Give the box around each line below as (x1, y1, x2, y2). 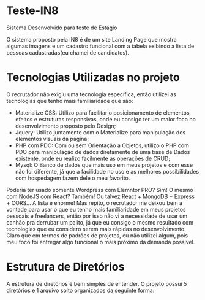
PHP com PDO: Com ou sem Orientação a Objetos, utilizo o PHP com (15, 142, 190, 149)
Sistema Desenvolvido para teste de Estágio (6, 24, 117, 31)
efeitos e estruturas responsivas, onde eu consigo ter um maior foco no (15, 115, 196, 123)
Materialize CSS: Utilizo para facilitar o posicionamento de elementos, (15, 109, 192, 117)
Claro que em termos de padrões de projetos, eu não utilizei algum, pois (6, 231, 188, 239)
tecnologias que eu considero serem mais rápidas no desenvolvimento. (6, 225, 186, 233)
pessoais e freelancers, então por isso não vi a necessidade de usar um (6, 212, 188, 220)
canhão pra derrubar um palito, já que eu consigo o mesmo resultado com (6, 218, 194, 226)
